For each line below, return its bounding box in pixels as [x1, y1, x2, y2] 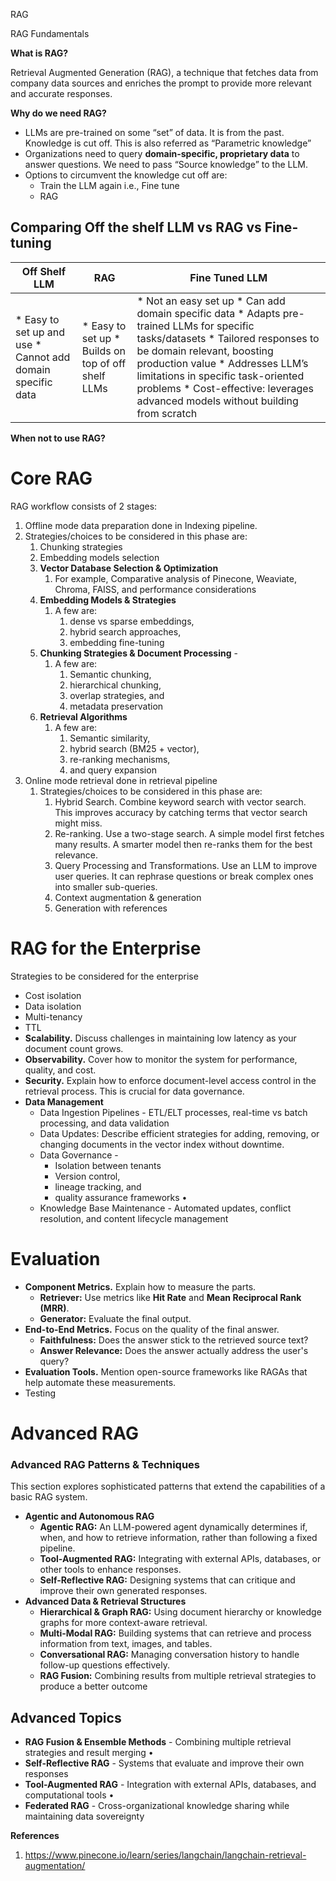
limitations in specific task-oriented [136, 369, 305, 383]
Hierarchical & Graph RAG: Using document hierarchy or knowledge [39, 1606, 322, 1618]
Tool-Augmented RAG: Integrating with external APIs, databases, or [39, 1553, 322, 1565]
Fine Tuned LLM [189, 270, 268, 284]
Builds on [81, 344, 127, 358]
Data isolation [24, 1000, 82, 1012]
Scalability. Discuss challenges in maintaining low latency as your [24, 1032, 297, 1044]
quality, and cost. [24, 1064, 97, 1076]
